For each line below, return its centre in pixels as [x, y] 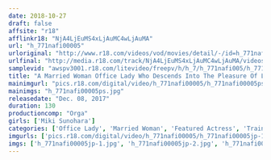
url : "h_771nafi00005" [46, 46]
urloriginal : [30, 53]
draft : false [30, 23]
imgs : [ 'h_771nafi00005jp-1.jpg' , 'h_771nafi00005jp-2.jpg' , [113, 143]
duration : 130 [32, 106]
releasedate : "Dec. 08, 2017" [59, 99]
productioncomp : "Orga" [48, 114]
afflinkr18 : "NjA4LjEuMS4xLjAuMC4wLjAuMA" [81, 38]
